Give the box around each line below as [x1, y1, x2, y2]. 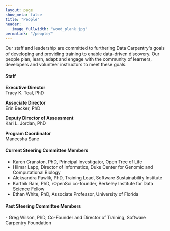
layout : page [5, 7, 33, 13]
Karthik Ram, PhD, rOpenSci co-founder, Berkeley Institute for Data [12, 181, 154, 187]
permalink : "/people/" [5, 31, 53, 36]
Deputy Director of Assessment [5, 115, 74, 121]
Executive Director [5, 85, 46, 91]
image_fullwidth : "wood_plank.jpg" [12, 27, 88, 32]
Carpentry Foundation [5, 220, 52, 226]
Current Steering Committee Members [5, 147, 89, 153]
